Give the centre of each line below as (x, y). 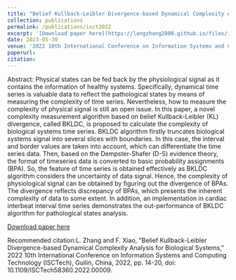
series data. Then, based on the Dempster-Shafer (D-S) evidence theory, (113, 153)
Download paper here (39, 226)
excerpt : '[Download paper (47, 33)
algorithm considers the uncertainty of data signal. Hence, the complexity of (118, 176)
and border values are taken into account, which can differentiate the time (114, 146)
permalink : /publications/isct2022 (59, 27)
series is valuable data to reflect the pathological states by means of (106, 94)
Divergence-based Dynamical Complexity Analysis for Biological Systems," (116, 247)
